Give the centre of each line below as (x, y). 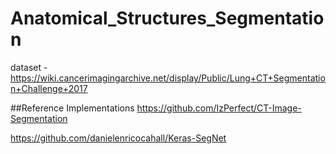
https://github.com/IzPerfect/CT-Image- (219, 108)
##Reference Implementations (72, 108)
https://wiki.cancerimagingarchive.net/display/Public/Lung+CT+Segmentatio (168, 78)
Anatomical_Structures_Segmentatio (167, 18)
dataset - (29, 67)
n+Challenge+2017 (49, 88)
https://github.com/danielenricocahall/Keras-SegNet (118, 138)
